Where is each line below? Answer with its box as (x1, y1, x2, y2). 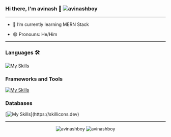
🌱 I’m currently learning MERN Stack (12, 21, 89, 28)
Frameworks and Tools (5, 75, 63, 83)
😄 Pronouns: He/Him (12, 31, 58, 38)
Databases (5, 99, 33, 106)
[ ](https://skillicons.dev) (5, 111, 79, 117)
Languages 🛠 (5, 49, 40, 56)
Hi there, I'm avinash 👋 (5, 5, 62, 12)
